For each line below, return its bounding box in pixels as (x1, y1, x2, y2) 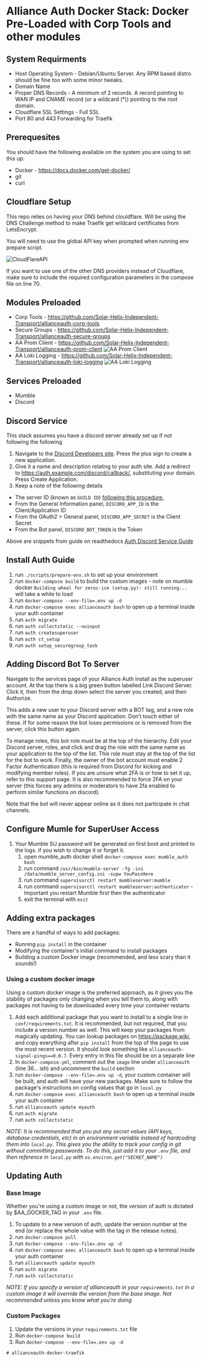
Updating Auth (6, 1171, 63, 1181)
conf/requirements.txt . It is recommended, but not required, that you (14, 1019, 188, 1027)
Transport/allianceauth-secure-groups (14, 333, 111, 340)
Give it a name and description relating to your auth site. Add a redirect (14, 463, 191, 470)
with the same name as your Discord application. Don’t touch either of (6, 713, 180, 720)
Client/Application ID (14, 507, 66, 514)
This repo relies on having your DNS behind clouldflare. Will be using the (6, 213, 186, 220)
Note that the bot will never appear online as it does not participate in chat (6, 800, 190, 807)
